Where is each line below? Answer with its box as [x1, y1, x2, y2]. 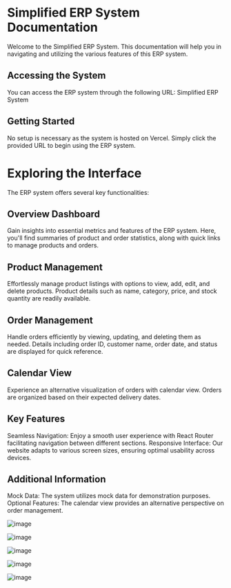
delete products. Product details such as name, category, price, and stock [7, 287, 217, 295]
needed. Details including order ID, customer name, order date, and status [7, 340, 218, 348]
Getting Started [7, 115, 75, 127]
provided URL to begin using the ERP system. [7, 141, 136, 149]
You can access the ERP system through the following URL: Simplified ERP [7, 88, 219, 96]
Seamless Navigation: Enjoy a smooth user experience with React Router [7, 431, 214, 439]
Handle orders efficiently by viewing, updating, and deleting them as [7, 332, 201, 341]
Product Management [7, 261, 103, 273]
